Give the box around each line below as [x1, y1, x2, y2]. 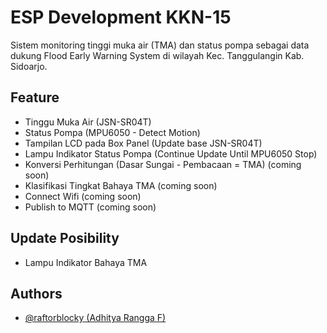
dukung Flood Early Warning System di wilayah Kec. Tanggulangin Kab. [10, 49, 305, 61]
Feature [10, 89, 60, 106]
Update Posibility [10, 230, 120, 247]
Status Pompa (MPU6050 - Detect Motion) [24, 126, 201, 138]
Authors [10, 285, 63, 302]
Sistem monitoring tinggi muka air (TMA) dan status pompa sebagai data [10, 39, 310, 51]
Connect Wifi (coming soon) [24, 190, 142, 202]
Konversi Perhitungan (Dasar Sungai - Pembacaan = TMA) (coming [24, 158, 302, 170]
